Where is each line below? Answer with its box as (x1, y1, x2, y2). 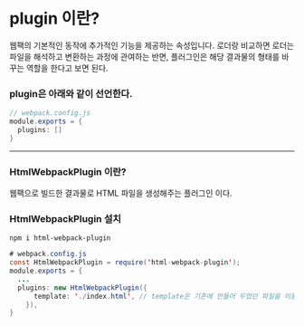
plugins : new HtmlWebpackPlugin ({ (17, 283, 147, 292)
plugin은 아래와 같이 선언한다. (9, 87, 133, 100)
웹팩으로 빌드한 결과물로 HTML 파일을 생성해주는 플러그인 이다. (9, 187, 233, 199)
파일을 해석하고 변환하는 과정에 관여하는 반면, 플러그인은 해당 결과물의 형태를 (9, 51, 280, 62)
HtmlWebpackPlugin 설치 (9, 212, 122, 225)
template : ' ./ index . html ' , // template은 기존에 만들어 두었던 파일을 (33, 292, 280, 301)
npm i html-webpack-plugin (9, 234, 111, 243)
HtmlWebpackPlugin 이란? (9, 165, 127, 177)
